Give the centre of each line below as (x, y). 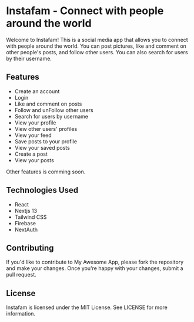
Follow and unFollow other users (54, 110)
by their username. (29, 58)
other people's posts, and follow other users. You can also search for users (97, 52)
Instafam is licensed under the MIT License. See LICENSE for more (87, 307)
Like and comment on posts (48, 104)
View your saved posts (42, 147)
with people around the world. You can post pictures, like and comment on (96, 46)
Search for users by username (51, 116)
